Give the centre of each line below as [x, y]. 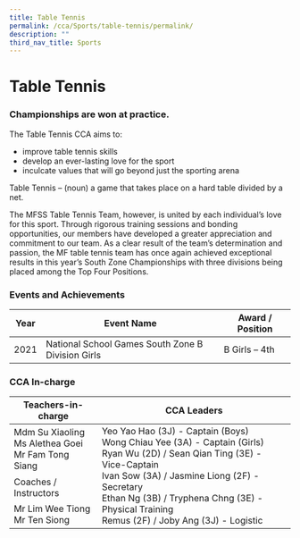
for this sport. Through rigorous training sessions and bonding [124, 223]
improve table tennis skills [70, 151]
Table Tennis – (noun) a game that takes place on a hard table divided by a [146, 188]
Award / [255, 318]
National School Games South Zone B [125, 344]
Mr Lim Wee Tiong [52, 509]
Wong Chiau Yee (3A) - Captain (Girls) [183, 442]
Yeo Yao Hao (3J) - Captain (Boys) [175, 432]
